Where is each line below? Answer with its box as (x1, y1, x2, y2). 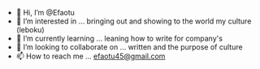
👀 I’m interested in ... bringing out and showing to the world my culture (15, 16, 252, 26)
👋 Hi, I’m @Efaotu (15, 8, 76, 17)
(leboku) (15, 25, 45, 34)
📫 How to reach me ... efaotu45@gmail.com (15, 51, 166, 61)
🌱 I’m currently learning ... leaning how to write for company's (15, 33, 223, 43)
